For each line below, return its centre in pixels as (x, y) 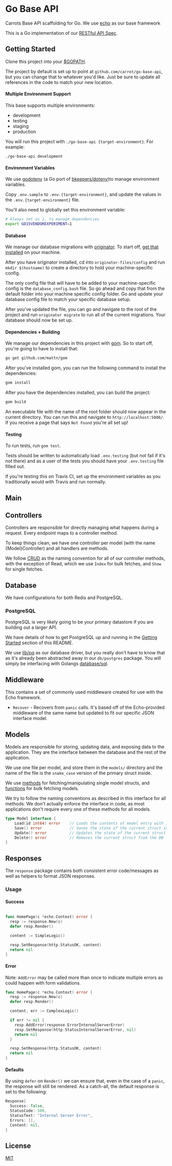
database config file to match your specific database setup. (68, 300)
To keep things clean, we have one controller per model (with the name (80, 543)
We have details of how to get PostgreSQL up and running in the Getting (81, 638)
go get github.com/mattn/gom (36, 358)
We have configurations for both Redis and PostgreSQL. (64, 598)
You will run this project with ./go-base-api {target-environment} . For (79, 141)
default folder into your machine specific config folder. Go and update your (84, 294)
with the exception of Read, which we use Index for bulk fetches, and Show (83, 564)
